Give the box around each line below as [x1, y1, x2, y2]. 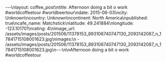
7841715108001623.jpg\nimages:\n [5, 36, 76, 42]
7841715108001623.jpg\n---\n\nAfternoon [5, 47, 91, 52]
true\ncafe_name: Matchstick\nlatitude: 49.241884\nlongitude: [5, 20, 134, 26]
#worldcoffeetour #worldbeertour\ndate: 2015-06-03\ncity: [5, 9, 128, 15]
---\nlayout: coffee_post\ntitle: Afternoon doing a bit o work [5, 4, 128, 10]
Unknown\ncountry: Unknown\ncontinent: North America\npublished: [5, 15, 148, 20]
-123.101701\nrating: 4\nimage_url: [5, 25, 75, 31]
